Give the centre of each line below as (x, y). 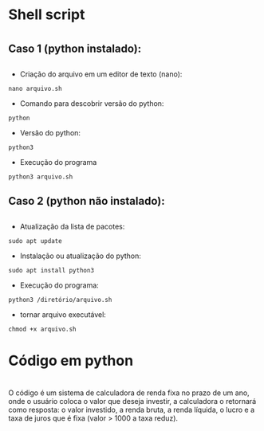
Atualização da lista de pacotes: (72, 226)
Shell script (47, 15)
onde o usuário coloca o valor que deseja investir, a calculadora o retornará (132, 401)
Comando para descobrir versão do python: (92, 103)
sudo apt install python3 (51, 270)
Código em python (71, 360)
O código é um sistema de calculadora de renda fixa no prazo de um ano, (129, 393)
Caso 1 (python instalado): (75, 49)
